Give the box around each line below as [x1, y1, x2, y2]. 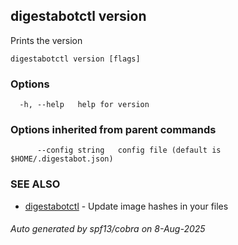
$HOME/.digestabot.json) [10, 154, 114, 164]
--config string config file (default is [36, 145, 222, 156]
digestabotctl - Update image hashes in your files [24, 200, 229, 212]
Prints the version [10, 34, 83, 46]
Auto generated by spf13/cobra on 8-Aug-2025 [10, 223, 206, 235]
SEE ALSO [10, 177, 61, 191]
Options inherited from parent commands [10, 123, 217, 137]
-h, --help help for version [19, 100, 150, 110]
